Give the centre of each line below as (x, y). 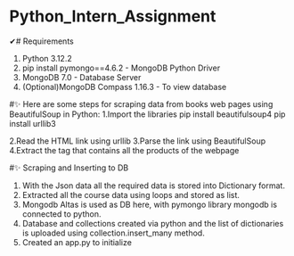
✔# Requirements (41, 41)
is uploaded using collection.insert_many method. (113, 233)
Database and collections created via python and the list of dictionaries (153, 223)
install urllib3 (33, 123)
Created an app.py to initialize (77, 242)
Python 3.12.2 (47, 58)
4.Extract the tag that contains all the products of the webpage (124, 150)
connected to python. (61, 214)
